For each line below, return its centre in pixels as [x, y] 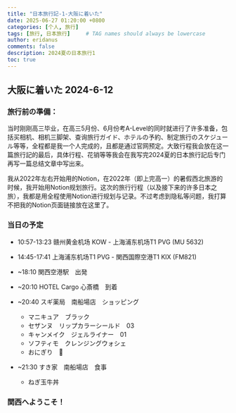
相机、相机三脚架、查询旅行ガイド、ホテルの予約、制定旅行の [109, 137]
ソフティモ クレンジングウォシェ [77, 343]
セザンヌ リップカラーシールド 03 [81, 326]
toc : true [22, 60]
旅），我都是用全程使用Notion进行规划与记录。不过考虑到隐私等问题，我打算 [117, 196]
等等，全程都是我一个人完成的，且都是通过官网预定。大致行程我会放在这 [118, 146]
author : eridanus [33, 40]
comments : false [31, 47]
